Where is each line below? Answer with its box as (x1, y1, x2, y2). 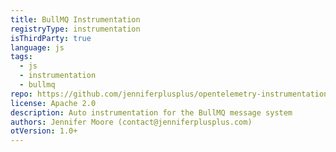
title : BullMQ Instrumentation (10, 14, 141, 25)
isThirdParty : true (10, 33, 92, 43)
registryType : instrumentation (10, 24, 141, 34)
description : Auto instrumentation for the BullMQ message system (10, 107, 293, 118)
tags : (10, 52, 33, 62)
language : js (10, 42, 65, 53)
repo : (10, 89, 33, 99)
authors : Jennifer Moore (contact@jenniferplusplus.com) (10, 117, 253, 127)
